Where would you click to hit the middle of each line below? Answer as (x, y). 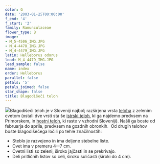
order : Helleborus (24, 73)
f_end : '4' (16, 19)
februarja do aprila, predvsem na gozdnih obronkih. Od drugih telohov (76, 126)
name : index (17, 69)
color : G (14, 10)
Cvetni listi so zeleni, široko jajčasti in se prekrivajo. (64, 151)
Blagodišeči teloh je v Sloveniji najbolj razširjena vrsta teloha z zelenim (81, 111)
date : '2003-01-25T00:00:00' (35, 14)
